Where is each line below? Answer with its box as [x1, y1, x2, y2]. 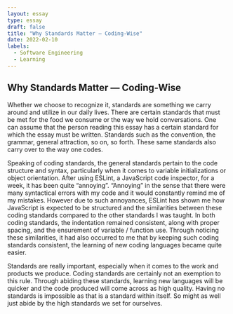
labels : [7, 43, 30, 50]
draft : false [7, 23, 46, 30]
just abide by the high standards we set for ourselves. [7, 299, 163, 307]
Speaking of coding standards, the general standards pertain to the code [7, 158, 218, 167]
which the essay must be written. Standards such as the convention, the [7, 130, 216, 139]
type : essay [7, 17, 42, 24]
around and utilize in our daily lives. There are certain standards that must [7, 108, 220, 116]
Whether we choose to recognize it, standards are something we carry [7, 100, 212, 109]
